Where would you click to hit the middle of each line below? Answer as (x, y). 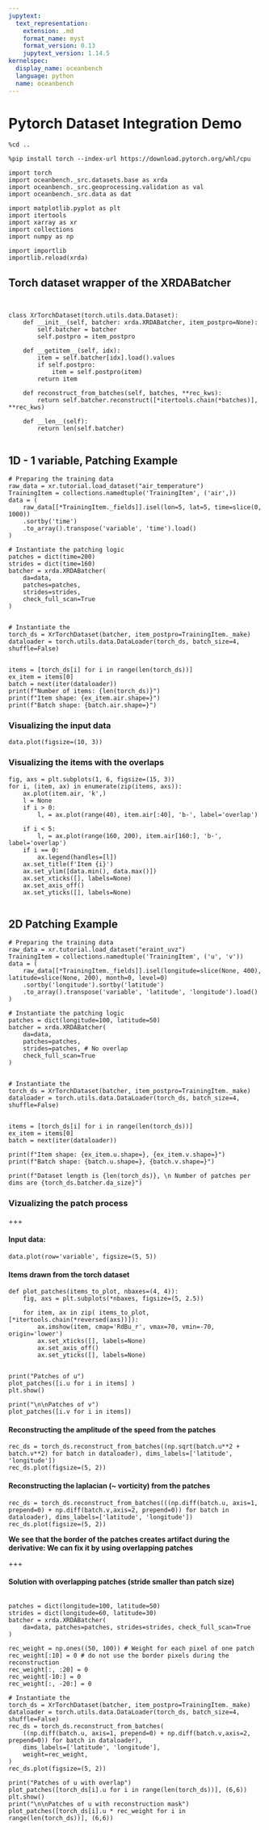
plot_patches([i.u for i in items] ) (72, 1384)
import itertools (38, 216)
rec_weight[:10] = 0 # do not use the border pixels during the (119, 1655)
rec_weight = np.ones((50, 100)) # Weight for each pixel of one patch (131, 1648)
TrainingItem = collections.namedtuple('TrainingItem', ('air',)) (122, 494)
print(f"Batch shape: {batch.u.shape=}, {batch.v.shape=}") (112, 1162)
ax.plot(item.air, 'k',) (65, 793)
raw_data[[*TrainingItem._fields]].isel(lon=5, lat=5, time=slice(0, (143, 507)
